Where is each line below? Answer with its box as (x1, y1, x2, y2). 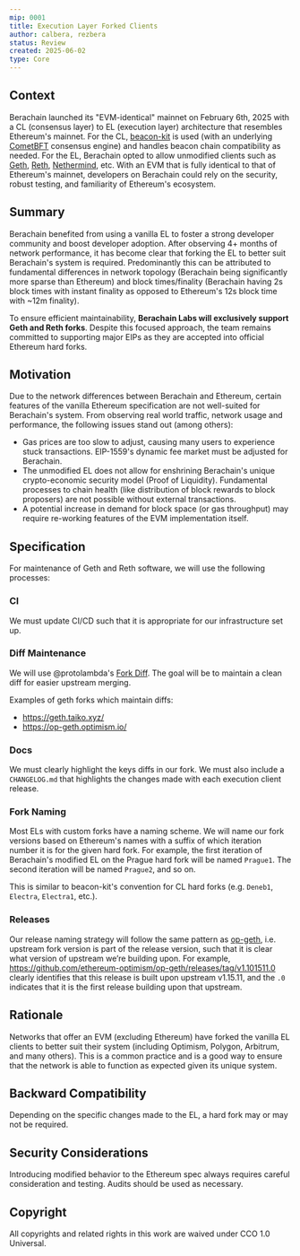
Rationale (9, 1007, 64, 1023)
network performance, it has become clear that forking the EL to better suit (9, 248, 287, 258)
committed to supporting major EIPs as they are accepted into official (9, 331, 264, 342)
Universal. (9, 1237, 47, 1248)
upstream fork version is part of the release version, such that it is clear (9, 943, 273, 954)
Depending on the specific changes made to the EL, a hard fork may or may (9, 1110, 288, 1121)
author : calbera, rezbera (9, 30, 106, 39)
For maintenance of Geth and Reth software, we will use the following (9, 563, 266, 574)
